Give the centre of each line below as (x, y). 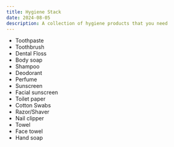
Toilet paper (30, 99)
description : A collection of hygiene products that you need (87, 23)
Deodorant (29, 73)
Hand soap (29, 138)
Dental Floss (31, 54)
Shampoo (27, 66)
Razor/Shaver (32, 112)
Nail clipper (30, 118)
